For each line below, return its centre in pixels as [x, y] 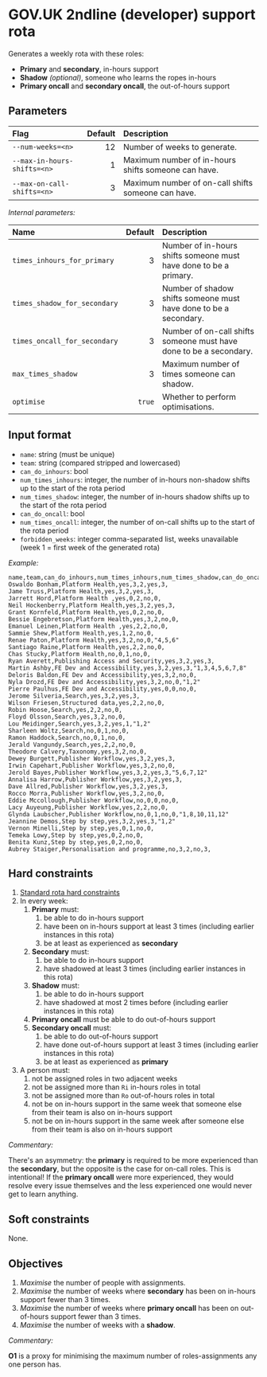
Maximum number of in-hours [180, 159]
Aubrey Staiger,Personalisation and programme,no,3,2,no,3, [110, 849]
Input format [40, 435]
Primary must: [55, 910]
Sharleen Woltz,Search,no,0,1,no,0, [69, 730]
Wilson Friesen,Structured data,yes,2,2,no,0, [87, 702]
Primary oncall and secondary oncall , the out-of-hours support [125, 86]
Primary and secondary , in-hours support [89, 68]
